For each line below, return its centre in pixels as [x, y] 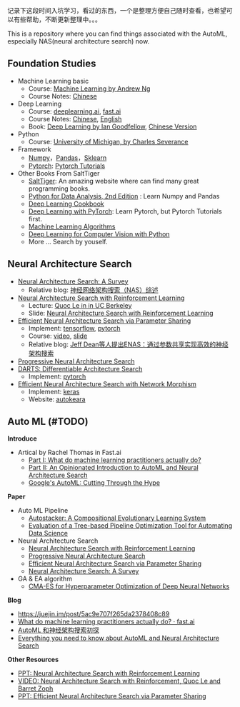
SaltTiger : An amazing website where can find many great [114, 181]
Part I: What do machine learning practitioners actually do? [115, 460]
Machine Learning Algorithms [72, 226]
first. [35, 219]
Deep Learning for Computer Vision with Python [99, 234]
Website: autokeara [57, 399]
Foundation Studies [52, 64]
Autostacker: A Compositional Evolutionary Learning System [117, 518]
